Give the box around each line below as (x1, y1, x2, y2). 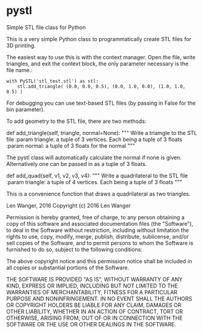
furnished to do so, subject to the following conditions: (6, 246, 142, 253)
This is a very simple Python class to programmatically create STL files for (6, 35, 192, 42)
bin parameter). (6, 105, 45, 113)
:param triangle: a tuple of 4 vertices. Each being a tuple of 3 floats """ (6, 178, 183, 185)
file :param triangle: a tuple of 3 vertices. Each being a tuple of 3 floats (6, 136, 183, 143)
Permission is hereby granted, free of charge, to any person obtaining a (6, 213, 185, 221)
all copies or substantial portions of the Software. (6, 264, 129, 271)
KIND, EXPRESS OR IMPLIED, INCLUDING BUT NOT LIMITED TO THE (6, 282, 178, 289)
